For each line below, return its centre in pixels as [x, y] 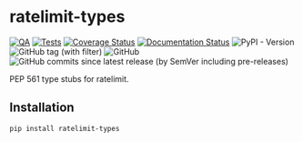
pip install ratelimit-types [65, 128]
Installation [42, 108]
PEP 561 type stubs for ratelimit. [69, 78]
